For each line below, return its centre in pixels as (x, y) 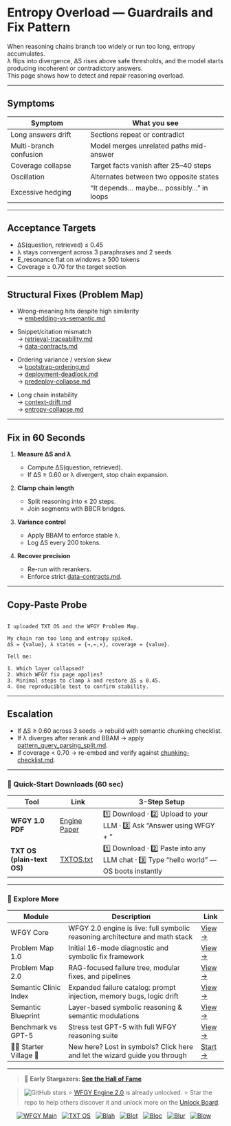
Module (36, 917)
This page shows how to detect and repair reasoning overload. (96, 75)
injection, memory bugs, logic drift (123, 996)
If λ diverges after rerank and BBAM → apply (80, 738)
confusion (27, 154)
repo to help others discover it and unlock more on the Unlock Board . (122, 1103)
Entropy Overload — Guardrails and (110, 13)
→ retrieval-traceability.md (55, 339)
